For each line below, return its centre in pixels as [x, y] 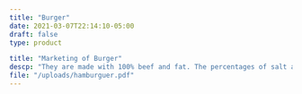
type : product [36, 43]
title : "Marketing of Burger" [66, 59]
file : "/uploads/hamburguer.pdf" [72, 76]
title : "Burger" [40, 17]
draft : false [34, 34]
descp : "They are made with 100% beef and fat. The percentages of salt [148, 67]
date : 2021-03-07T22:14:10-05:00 [72, 26]
